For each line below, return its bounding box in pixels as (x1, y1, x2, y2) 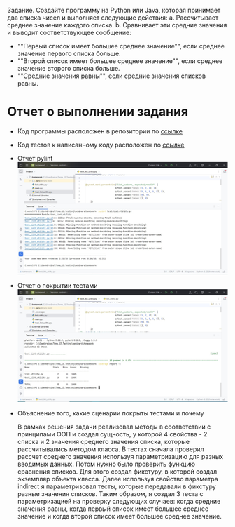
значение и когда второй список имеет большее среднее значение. (17, 512, 222, 520)
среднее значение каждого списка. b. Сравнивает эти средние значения (7, 21, 227, 29)
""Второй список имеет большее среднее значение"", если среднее (17, 57, 223, 65)
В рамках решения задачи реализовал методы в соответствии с (17, 422, 211, 431)
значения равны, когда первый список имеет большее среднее (17, 505, 209, 513)
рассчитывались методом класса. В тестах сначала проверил (17, 445, 204, 453)
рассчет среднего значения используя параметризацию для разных (17, 452, 224, 460)
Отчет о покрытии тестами (17, 281, 98, 290)
